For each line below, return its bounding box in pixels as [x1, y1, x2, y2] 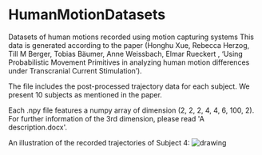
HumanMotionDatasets [8, 6, 166, 24]
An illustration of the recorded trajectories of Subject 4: [8, 137, 190, 147]
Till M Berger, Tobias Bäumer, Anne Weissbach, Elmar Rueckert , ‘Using [8, 49, 244, 58]
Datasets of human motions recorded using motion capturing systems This [8, 32, 254, 42]
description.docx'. [8, 122, 68, 132]
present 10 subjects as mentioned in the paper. [8, 89, 162, 99]
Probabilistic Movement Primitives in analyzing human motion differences [8, 58, 250, 67]
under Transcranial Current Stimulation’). [8, 66, 142, 75]
